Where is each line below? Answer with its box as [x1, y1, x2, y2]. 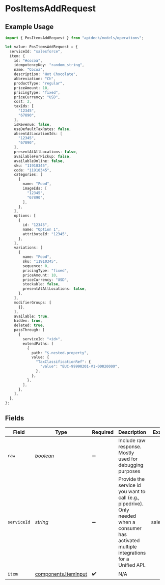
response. [118, 443, 141, 450]
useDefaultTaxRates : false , [14, 126, 71, 132]
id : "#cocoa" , [14, 58, 43, 63]
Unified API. [118, 561, 146, 568]
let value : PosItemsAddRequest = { [5, 44, 78, 49]
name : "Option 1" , [23, 227, 60, 232]
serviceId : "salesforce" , [9, 49, 63, 54]
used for [118, 455, 138, 462]
